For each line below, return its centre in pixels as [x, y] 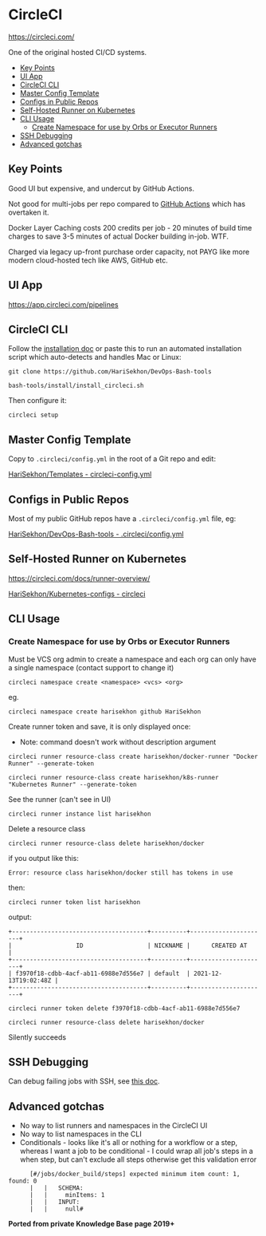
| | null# [56, 1209]
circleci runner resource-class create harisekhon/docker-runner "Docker [133, 756]
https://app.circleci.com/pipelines [63, 304]
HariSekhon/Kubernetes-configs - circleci [77, 594]
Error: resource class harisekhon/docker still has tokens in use [121, 873]
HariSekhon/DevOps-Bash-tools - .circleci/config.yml [96, 534]
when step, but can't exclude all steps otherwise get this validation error [138, 1159]
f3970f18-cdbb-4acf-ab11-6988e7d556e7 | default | [103, 973]
